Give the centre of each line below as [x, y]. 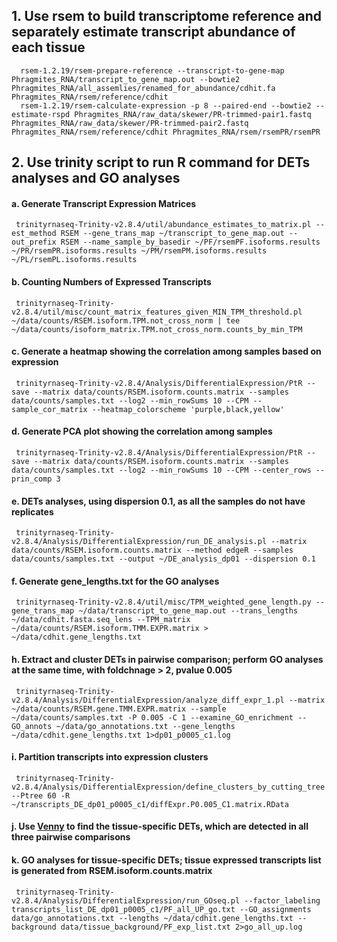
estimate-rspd [41, 114]
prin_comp [32, 479]
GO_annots [32, 726]
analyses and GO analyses [96, 178]
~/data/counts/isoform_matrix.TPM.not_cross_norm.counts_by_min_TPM [157, 329]
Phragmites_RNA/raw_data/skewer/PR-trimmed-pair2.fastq [130, 123]
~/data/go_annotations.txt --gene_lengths [145, 726]
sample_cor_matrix [49, 409]
